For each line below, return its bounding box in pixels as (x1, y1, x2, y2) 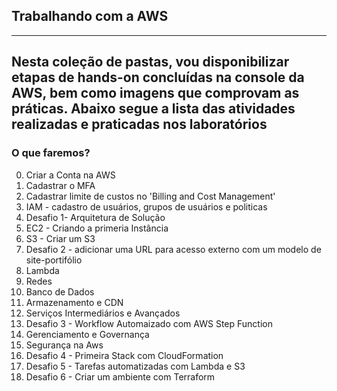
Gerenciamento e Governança (25, 328, 150, 340)
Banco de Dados (25, 285, 95, 298)
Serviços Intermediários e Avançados (25, 307, 181, 319)
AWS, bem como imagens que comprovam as (11, 85, 300, 102)
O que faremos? (11, 146, 91, 160)
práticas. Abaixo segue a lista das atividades (11, 100, 296, 118)
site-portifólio (25, 254, 83, 266)
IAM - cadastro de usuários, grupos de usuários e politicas (25, 200, 268, 213)
